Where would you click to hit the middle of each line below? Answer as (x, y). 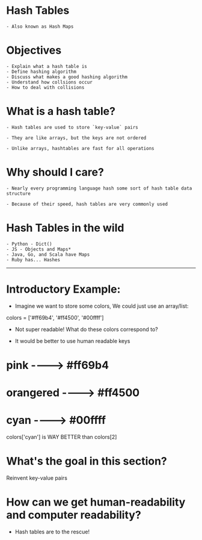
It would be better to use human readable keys (72, 341)
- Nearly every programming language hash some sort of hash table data (99, 188)
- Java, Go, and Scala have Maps (48, 254)
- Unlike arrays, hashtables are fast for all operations (80, 148)
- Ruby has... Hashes (33, 259)
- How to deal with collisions (45, 87)
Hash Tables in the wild (65, 228)
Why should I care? (55, 172)
